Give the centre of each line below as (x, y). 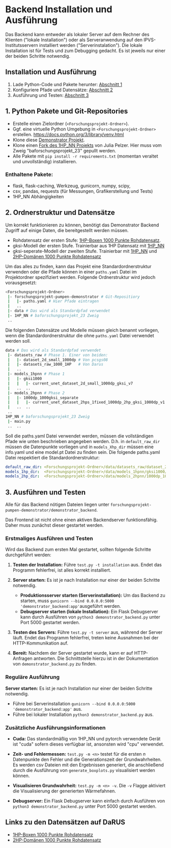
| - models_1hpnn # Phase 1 (36, 374)
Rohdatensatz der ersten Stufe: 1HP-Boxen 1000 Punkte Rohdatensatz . (87, 240)
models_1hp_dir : (22, 472)
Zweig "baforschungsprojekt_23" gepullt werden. (64, 150)
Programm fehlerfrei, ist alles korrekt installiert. (62, 570)
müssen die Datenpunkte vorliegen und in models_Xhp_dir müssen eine (79, 447)
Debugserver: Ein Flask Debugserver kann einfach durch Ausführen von (89, 801)
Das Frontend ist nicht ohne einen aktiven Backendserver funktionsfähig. (81, 520)
